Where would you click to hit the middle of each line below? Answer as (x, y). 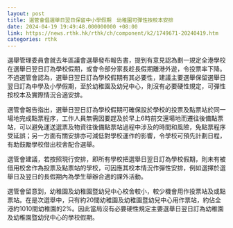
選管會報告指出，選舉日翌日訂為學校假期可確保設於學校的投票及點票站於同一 (116, 110)
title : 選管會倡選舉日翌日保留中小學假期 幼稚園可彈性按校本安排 (90, 20)
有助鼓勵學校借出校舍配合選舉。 (53, 145)
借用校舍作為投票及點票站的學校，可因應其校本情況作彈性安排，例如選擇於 (113, 168)
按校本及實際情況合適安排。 (47, 95)
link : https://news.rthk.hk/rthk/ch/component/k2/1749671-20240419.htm (113, 33)
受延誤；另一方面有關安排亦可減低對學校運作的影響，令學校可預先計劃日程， (116, 136)
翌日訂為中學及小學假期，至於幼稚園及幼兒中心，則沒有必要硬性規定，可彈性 (116, 86)
